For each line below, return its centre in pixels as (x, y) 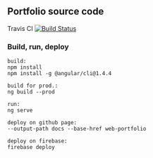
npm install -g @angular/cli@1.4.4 (60, 74)
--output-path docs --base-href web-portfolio (77, 129)
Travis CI (20, 28)
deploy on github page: (42, 123)
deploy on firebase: (38, 141)
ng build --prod (31, 92)
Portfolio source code (56, 12)
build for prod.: (33, 86)
